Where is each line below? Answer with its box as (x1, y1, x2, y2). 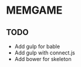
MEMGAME (6, 4, 63, 17)
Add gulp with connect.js (14, 49, 75, 56)
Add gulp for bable (14, 43, 60, 50)
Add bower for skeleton (14, 56, 72, 62)
